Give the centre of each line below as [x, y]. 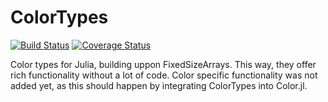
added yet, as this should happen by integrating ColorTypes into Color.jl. [159, 85]
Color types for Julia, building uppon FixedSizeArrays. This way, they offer [163, 64]
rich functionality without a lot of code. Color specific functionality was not [164, 75]
